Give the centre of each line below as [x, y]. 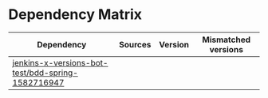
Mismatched [227, 40]
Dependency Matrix [75, 15]
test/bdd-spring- [45, 73]
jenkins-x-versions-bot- [60, 62]
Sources [135, 44]
